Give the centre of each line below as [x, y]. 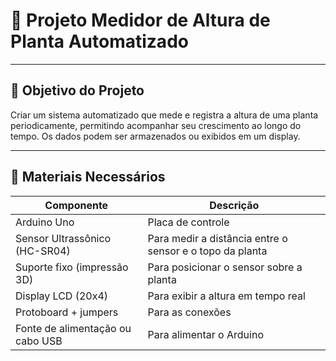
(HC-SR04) [43, 251]
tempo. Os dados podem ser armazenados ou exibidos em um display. [155, 136]
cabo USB [39, 341]
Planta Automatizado [99, 41]
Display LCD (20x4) [62, 296]
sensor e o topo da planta [207, 251]
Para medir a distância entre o [217, 238]
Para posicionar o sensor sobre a [225, 267]
